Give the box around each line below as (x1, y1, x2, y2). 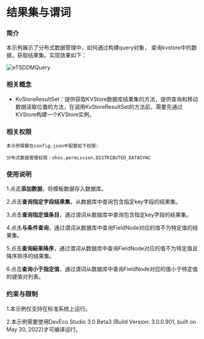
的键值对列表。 (6, 273, 44, 280)
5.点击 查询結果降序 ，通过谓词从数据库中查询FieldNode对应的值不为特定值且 (6, 245, 198, 252)
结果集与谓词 (6, 6, 72, 20)
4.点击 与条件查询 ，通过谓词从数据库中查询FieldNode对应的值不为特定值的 (6, 224, 193, 231)
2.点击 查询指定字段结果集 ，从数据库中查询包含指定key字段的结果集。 (6, 198, 181, 206)
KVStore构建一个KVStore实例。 (15, 111, 95, 118)
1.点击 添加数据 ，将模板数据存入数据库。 (6, 185, 107, 193)
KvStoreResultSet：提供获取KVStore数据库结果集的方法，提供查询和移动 (15, 95, 198, 103)
